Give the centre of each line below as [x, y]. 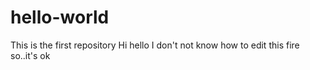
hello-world [60, 17]
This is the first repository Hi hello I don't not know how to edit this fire [155, 45]
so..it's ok [30, 55]
